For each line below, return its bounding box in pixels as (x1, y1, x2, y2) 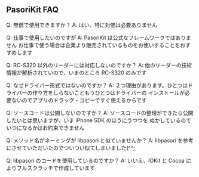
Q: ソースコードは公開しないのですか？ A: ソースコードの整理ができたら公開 (6, 109, 194, 116)
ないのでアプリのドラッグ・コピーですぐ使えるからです (11, 97, 148, 104)
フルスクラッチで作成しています (16, 164, 96, 172)
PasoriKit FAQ (6, 5, 59, 15)
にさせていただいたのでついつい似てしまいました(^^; (6, 144, 136, 151)
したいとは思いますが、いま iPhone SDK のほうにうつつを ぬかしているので (6, 116, 191, 124)
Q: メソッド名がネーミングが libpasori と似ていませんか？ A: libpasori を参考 (6, 136, 194, 144)
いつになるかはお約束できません (6, 124, 85, 131)
